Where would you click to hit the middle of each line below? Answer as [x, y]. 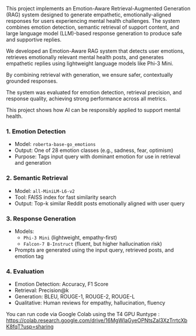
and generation [33, 163]
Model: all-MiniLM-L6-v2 [44, 191]
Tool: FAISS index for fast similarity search [65, 197]
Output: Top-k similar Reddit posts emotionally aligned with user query [99, 203]
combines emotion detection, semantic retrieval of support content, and [93, 27]
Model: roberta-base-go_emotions [55, 144]
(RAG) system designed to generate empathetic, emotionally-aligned [89, 15]
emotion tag [29, 256]
